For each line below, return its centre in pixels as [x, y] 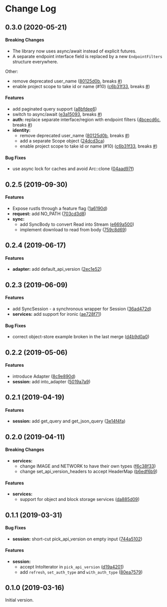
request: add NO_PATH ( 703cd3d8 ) [49, 214]
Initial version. [19, 600]
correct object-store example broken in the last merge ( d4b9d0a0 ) [81, 337]
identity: [21, 130]
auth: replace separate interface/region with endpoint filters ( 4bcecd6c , [86, 119]
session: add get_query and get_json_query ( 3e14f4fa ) [69, 421]
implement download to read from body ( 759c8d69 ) [73, 229]
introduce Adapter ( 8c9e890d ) [44, 376]
